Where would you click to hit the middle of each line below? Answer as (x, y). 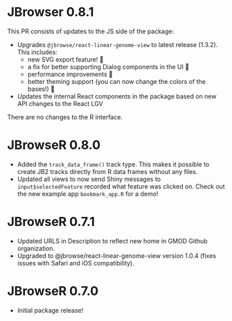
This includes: (37, 52)
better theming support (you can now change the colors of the (117, 81)
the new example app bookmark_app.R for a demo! (88, 193)
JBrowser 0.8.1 (51, 12)
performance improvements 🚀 (70, 74)
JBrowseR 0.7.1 (51, 222)
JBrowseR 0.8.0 (54, 145)
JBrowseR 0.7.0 (53, 291)
